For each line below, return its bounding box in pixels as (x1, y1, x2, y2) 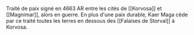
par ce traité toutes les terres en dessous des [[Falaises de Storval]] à (6, 17, 175, 24)
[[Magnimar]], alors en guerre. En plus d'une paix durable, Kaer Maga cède (6, 11, 188, 18)
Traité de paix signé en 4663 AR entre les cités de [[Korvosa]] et (6, 5, 162, 12)
